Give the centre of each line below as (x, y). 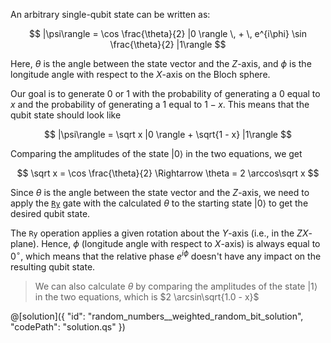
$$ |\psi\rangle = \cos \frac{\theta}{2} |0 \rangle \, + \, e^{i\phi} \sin (168, 33)
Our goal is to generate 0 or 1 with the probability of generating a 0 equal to (165, 93)
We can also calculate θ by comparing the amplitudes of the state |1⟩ (176, 286)
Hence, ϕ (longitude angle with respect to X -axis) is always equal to (181, 243)
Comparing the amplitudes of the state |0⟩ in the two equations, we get (156, 153)
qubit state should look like (66, 115)
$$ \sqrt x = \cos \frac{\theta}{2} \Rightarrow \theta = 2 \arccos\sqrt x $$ (168, 173)
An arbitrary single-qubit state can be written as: (110, 14)
